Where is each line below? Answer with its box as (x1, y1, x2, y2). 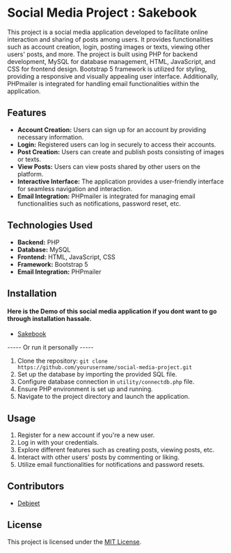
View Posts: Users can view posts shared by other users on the (17, 162, 200, 171)
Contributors (7, 481, 65, 493)
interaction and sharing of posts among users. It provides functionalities (7, 35, 214, 43)
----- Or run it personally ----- (7, 343, 94, 352)
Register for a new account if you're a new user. (17, 431, 155, 439)
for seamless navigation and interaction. (17, 184, 133, 192)
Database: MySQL (17, 245, 71, 254)
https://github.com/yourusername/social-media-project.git (17, 364, 193, 371)
